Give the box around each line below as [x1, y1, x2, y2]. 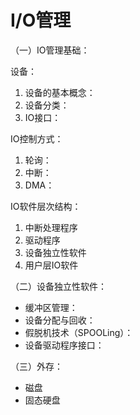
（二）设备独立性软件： [10, 280, 107, 292]
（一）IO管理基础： [10, 44, 90, 56]
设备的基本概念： [24, 86, 96, 98]
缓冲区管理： [24, 301, 78, 313]
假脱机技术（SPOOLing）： [24, 326, 134, 338]
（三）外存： [10, 360, 63, 372]
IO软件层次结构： [10, 200, 82, 212]
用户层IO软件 [24, 259, 79, 271]
